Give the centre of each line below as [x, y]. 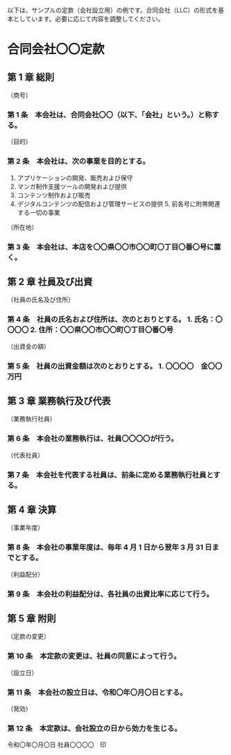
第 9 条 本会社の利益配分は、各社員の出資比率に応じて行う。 [110, 593]
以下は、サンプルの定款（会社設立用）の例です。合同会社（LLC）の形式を [113, 10]
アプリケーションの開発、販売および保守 [75, 177]
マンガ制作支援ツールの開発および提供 [72, 186]
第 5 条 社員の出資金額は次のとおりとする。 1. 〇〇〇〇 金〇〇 [115, 366]
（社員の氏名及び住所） [41, 300]
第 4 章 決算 [32, 509]
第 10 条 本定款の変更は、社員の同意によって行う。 [94, 656]
